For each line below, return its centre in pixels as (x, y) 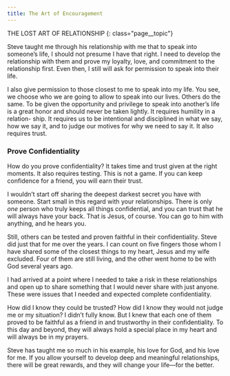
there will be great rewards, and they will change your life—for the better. (111, 365)
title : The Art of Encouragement (55, 13)
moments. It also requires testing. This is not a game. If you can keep (105, 173)
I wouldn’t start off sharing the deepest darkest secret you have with (104, 194)
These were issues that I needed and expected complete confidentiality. (109, 294)
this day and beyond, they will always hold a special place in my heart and (112, 329)
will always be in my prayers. (48, 337)
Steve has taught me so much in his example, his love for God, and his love (113, 350)
